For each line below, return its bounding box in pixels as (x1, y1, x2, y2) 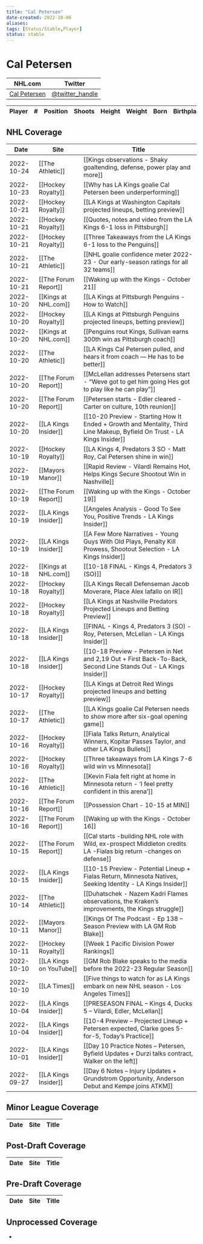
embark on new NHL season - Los (83, 982, 181, 990)
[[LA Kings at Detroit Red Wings (83, 679, 174, 688)
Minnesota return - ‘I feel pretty (83, 779, 173, 788)
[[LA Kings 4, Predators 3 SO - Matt (83, 445, 186, 453)
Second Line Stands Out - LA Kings (83, 662, 185, 670)
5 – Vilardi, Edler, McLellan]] (83, 1006, 163, 1015)
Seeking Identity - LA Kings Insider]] (83, 879, 188, 888)
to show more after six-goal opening (83, 712, 188, 720)
